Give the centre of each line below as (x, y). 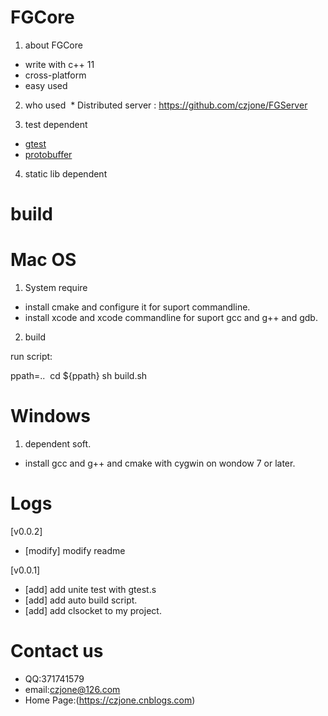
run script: (31, 357)
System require (56, 288)
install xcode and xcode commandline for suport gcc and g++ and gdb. (171, 318)
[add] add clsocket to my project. (93, 610)
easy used (46, 85)
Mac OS (43, 260)
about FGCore (53, 45)
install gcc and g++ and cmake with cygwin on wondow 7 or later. (160, 463)
